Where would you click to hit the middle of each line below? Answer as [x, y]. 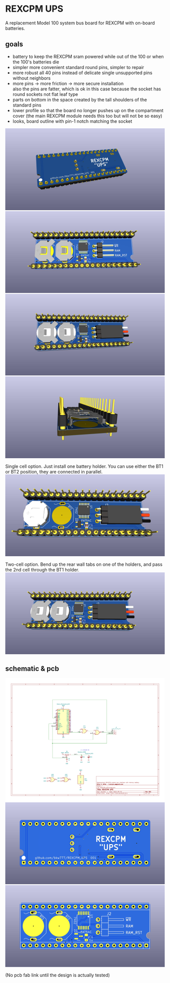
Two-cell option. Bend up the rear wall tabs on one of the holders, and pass [84, 564]
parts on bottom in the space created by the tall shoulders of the [80, 99]
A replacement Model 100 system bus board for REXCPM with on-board [80, 23]
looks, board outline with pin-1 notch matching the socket [72, 121]
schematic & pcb [32, 669]
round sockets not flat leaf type [45, 94]
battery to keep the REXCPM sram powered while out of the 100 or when [88, 56]
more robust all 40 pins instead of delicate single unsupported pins [82, 73]
